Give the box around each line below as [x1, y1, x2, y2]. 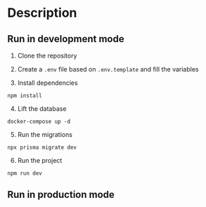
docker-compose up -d [7, 118, 71, 125]
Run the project [17, 156, 63, 164]
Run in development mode [7, 33, 124, 45]
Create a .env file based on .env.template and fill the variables [17, 65, 199, 73]
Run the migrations [17, 131, 72, 138]
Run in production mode [7, 189, 115, 201]
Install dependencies [17, 79, 79, 87]
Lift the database [17, 105, 67, 113]
